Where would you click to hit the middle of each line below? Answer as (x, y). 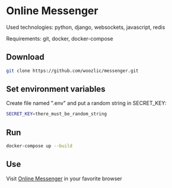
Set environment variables (56, 89)
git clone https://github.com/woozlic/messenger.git (72, 71)
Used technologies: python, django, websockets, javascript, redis (86, 27)
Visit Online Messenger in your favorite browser (64, 179)
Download (25, 57)
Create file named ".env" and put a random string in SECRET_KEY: (86, 103)
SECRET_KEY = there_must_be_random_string (57, 114)
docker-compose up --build (39, 146)
